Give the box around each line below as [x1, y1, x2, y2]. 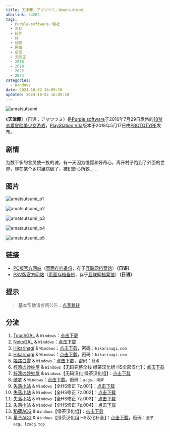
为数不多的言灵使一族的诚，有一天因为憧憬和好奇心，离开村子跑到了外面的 [6, 160, 160, 166]
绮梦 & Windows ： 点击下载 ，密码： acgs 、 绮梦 [13, 377, 104, 383]
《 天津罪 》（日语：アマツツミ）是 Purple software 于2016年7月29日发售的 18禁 [6, 116, 163, 122]
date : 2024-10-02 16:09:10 [6, 87, 63, 92]
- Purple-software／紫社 [10, 21, 60, 27]
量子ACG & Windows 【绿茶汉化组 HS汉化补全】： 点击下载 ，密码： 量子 [13, 415, 154, 421]
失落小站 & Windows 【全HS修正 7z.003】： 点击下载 [13, 396, 116, 402]
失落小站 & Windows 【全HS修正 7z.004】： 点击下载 [13, 402, 117, 408]
